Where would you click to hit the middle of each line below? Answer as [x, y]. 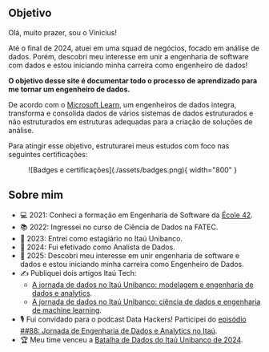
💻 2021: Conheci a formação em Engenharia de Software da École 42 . [137, 215]
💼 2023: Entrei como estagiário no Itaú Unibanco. [101, 238]
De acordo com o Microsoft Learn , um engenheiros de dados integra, [122, 104]
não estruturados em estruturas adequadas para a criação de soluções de [131, 121]
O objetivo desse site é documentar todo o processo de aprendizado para [133, 80]
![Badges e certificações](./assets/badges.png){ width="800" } [133, 170]
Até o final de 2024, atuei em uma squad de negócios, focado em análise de [134, 48]
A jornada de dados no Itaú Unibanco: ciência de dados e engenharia [146, 301]
